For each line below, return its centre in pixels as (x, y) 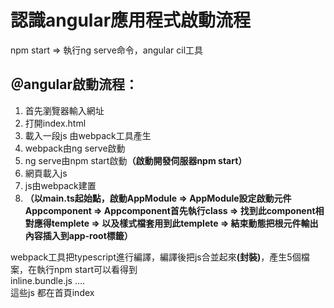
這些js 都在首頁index (52, 292)
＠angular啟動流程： (74, 84)
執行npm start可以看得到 (87, 269)
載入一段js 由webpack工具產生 (88, 135)
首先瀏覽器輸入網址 (64, 110)
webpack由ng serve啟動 (75, 148)
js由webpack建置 (60, 185)
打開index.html (55, 123)
